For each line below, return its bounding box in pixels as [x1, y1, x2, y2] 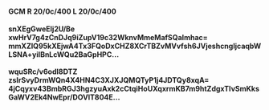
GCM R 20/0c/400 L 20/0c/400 [8, 6, 116, 16]
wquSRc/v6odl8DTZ [8, 67, 78, 76]
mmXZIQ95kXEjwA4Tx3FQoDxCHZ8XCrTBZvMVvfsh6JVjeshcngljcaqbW [8, 41, 262, 51]
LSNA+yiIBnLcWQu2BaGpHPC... [8, 50, 120, 59]
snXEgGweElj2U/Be [8, 24, 75, 34]
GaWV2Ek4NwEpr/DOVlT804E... [8, 92, 120, 102]
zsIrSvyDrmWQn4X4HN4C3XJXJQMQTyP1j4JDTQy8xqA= [8, 75, 210, 85]
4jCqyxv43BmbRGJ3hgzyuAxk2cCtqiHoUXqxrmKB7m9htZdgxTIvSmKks [8, 84, 259, 94]
